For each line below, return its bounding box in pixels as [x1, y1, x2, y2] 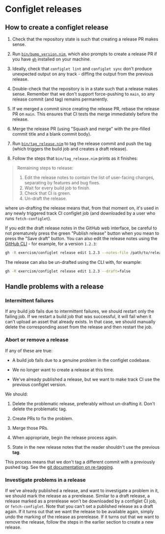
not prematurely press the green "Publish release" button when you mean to [5, 230, 160, 236]
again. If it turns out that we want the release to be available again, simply [5, 509, 154, 515]
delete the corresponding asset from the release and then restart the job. [5, 324, 153, 330]
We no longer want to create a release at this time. [12, 366, 114, 373]
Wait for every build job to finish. [24, 185, 90, 191]
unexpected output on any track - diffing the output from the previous [12, 71, 154, 77]
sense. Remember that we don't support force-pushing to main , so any [12, 91, 155, 97]
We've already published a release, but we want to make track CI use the [12, 376, 160, 382]
